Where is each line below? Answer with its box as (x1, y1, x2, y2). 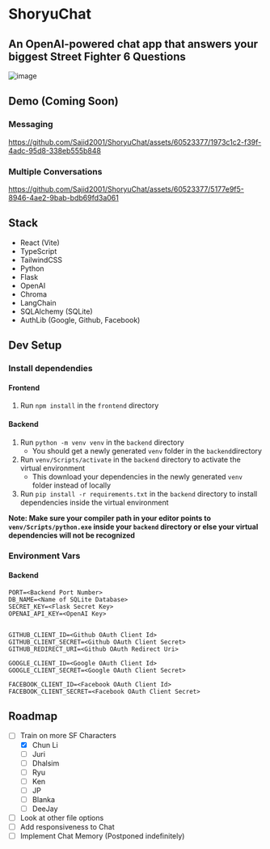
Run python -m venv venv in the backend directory (19, 437, 184, 447)
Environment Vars (8, 551, 81, 562)
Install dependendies (8, 363, 93, 374)
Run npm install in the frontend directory (19, 401, 159, 411)
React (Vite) (19, 238, 61, 247)
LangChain (19, 298, 57, 307)
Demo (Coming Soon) (8, 95, 119, 108)
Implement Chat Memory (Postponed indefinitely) (19, 831, 185, 841)
